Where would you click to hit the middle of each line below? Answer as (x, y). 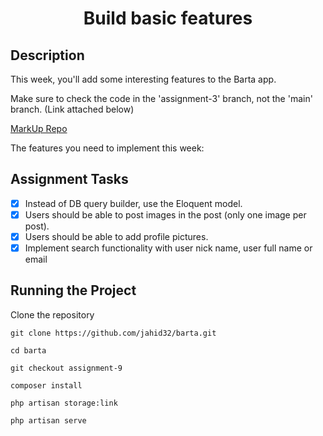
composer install (46, 385)
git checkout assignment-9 (66, 368)
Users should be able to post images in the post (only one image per (165, 214)
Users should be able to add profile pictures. (116, 236)
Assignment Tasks (69, 179)
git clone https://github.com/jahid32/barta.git (113, 333)
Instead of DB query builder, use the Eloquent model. (133, 203)
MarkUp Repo (39, 128)
